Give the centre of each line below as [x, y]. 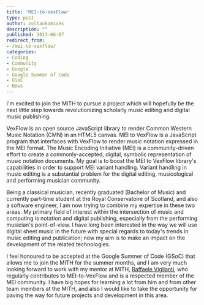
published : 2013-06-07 [35, 35]
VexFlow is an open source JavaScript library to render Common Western [99, 128]
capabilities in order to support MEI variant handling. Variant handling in [96, 167]
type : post [20, 18]
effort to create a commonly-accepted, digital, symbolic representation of [99, 154]
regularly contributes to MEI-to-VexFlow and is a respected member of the [100, 276]
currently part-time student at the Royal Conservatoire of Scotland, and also [102, 199]
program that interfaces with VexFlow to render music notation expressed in [102, 141]
